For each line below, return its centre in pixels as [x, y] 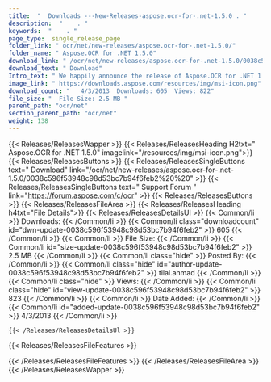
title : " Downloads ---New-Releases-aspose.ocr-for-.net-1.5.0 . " [128, 16]
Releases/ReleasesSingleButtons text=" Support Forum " [102, 187]
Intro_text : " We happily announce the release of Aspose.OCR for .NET [131, 76]
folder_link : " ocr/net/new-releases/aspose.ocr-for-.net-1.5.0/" [122, 46]
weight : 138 [28, 121]
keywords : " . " [43, 31]
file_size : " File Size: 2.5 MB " [68, 99]
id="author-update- [190, 264]
